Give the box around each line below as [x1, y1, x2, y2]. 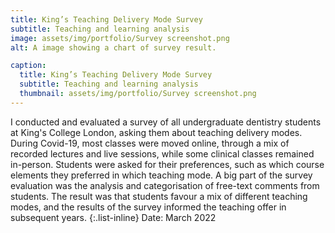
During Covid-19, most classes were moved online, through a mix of [10, 137, 290, 149]
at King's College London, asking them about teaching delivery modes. [10, 126, 303, 138]
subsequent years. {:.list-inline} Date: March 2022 [10, 211, 217, 223]
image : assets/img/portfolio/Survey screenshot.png [10, 33, 230, 43]
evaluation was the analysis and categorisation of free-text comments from [10, 179, 320, 191]
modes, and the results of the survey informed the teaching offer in [10, 201, 287, 213]
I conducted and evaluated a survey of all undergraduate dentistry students [10, 116, 322, 128]
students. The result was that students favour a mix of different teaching [10, 190, 308, 202]
